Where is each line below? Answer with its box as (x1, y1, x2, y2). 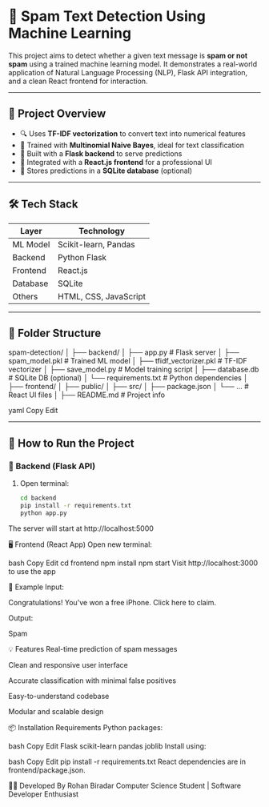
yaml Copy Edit (8, 406, 58, 416)
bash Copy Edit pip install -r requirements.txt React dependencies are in (8, 757, 247, 766)
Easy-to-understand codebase (8, 691, 110, 701)
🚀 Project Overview (8, 107, 106, 121)
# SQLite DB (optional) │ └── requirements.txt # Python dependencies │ (8, 373, 248, 383)
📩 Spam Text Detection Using (8, 7, 206, 26)
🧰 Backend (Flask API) (8, 460, 96, 472)
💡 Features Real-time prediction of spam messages (8, 644, 178, 653)
